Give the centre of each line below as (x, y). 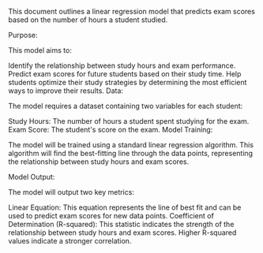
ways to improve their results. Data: (66, 91)
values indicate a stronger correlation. (70, 241)
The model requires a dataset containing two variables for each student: (126, 106)
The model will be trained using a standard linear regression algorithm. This (131, 145)
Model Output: (32, 177)
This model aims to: (40, 50)
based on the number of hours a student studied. (88, 20)
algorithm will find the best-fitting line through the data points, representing (131, 153)
